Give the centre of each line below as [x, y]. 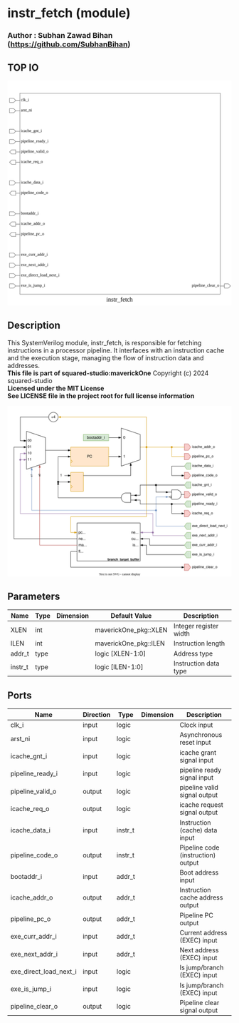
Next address [199, 950]
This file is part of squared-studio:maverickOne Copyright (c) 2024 [108, 373]
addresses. [24, 365]
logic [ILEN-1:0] [119, 667]
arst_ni [20, 738]
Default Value [131, 616]
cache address [201, 897]
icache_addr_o [32, 897]
